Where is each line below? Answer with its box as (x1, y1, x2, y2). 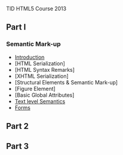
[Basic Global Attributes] (14, 91, 75, 99)
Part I (6, 22, 27, 32)
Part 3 (6, 141, 29, 151)
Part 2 (6, 121, 29, 131)
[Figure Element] (14, 85, 56, 92)
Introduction (14, 53, 45, 61)
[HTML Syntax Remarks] (14, 66, 75, 73)
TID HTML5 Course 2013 (6, 5, 67, 12)
